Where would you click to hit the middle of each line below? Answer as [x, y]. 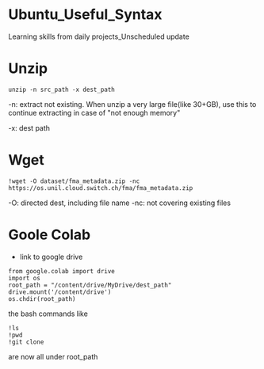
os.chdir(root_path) [42, 299]
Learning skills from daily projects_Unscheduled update [99, 36]
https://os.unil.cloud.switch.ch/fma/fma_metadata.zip [101, 188]
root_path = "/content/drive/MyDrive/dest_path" [90, 285]
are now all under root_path [53, 356]
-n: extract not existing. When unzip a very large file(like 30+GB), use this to [132, 104]
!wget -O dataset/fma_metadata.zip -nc [74, 181]
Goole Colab [50, 234]
